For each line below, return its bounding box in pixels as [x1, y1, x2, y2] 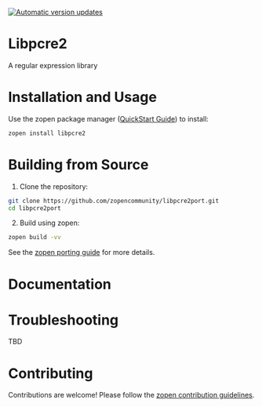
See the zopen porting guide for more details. [8, 248, 155, 257]
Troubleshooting [8, 311, 119, 329]
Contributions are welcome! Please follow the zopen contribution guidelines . [8, 391, 255, 400]
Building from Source [8, 155, 149, 173]
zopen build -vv [8, 234, 61, 242]
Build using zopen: [19, 218, 80, 227]
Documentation [8, 275, 112, 293]
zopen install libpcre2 [8, 129, 86, 137]
